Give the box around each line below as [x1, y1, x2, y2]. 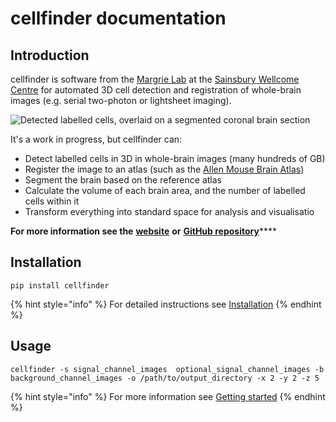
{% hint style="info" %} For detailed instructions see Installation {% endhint [10, 298, 322, 310]
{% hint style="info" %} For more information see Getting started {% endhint [10, 390, 326, 402]
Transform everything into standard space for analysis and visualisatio [24, 206, 315, 217]
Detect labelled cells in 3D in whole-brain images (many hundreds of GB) [24, 153, 326, 164]
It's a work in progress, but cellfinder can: [10, 133, 183, 145]
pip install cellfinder [10, 280, 110, 291]
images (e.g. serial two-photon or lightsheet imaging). [10, 95, 232, 106]
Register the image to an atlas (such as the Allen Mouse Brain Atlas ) [24, 163, 305, 175]
